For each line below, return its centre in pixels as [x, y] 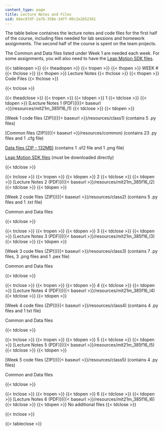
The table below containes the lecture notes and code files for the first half [81, 33]
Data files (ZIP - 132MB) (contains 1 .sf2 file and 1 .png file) [65, 148]
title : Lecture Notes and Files [38, 14]
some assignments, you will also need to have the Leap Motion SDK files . [80, 59]
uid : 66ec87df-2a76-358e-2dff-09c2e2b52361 [51, 19]
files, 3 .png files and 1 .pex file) [38, 257]
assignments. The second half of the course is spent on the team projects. [81, 44]
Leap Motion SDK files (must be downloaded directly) [60, 157]
